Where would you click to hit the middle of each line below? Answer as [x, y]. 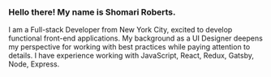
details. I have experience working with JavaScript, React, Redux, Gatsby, [131, 56]
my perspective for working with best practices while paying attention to [129, 47]
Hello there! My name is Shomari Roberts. [92, 12]
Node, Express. [34, 64]
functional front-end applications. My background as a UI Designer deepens [136, 38]
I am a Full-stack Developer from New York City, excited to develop [120, 30]
